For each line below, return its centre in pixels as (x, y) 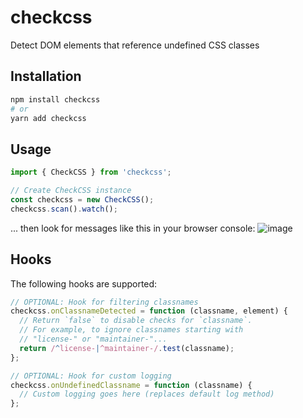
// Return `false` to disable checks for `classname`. (136, 321)
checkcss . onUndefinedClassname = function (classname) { (131, 385)
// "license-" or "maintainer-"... (93, 339)
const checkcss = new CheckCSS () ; (82, 199)
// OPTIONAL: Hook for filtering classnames (104, 302)
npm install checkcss (55, 99)
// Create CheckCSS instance (71, 191)
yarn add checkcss (48, 118)
